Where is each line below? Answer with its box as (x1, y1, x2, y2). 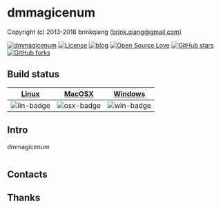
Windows (113, 88, 146, 98)
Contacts (7, 168, 48, 180)
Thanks (7, 192, 41, 204)
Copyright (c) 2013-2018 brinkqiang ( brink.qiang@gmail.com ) (7, 28, 182, 36)
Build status (7, 68, 60, 80)
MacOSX (64, 88, 94, 98)
